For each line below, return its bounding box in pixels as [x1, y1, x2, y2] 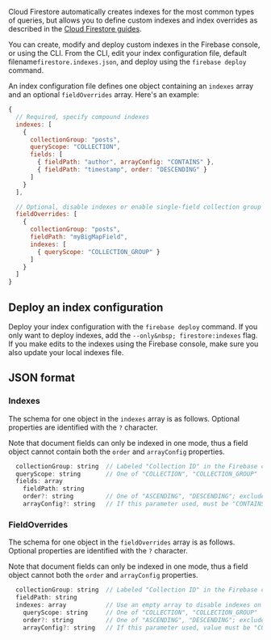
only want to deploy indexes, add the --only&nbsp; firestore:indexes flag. [8, 330, 258, 340]
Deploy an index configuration [8, 300, 164, 314]
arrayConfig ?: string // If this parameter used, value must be [23, 623, 251, 632]
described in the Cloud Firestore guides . [8, 24, 143, 33]
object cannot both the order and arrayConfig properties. [8, 570, 199, 580]
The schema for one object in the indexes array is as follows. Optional [8, 413, 240, 423]
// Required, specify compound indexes [15, 112, 150, 121]
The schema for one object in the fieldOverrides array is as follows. [8, 537, 236, 547]
